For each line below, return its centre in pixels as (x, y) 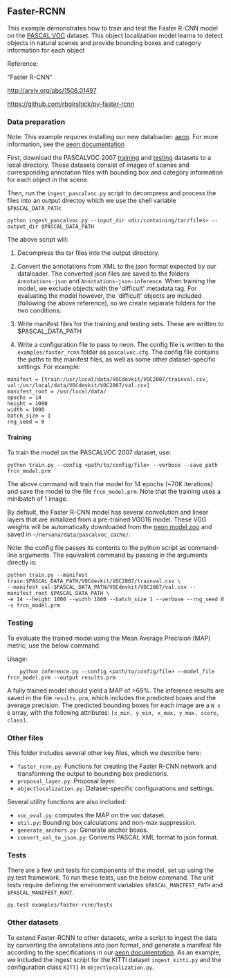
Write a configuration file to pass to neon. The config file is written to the (121, 345)
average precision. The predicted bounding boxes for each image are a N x (114, 705)
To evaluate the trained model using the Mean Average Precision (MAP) (109, 638)
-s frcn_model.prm (34, 605)
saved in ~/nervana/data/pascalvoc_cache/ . (69, 534)
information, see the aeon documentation (66, 144)
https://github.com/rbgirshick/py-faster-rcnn (71, 104)
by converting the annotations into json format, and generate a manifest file (115, 945)
